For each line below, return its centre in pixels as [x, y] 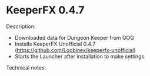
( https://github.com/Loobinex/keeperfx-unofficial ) [75, 50]
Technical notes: [26, 67]
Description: [21, 26]
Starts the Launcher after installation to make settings [79, 56]
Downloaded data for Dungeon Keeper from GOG [74, 37]
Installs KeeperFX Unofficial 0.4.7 [55, 44]
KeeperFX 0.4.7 [45, 10]
